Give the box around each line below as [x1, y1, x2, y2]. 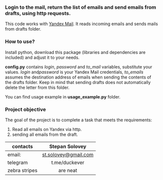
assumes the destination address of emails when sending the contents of [5, 74, 151, 80]
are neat [58, 167, 78, 174]
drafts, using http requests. [5, 10, 71, 16]
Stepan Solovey [49, 143, 86, 149]
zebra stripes [7, 167, 38, 174]
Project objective [5, 106, 46, 113]
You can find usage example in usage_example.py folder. [5, 94, 120, 99]
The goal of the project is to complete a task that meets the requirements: [5, 117, 152, 123]
